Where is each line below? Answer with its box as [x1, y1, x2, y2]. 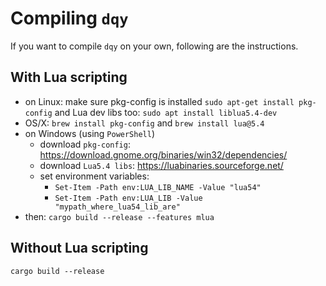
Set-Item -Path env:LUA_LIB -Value [54, 193, 203, 203]
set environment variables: [39, 170, 150, 182]
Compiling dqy [10, 7, 129, 30]
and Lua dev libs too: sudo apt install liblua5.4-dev [54, 106, 278, 118]
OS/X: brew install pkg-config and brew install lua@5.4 [24, 117, 265, 129]
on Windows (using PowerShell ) [24, 127, 156, 139]
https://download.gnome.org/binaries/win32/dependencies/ [39, 148, 288, 161]
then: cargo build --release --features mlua [24, 210, 215, 222]
